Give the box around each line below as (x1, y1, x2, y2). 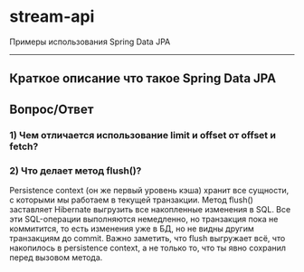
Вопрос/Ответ (9, 101, 94, 117)
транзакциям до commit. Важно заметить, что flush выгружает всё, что (9, 232, 286, 243)
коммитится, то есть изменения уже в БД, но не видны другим (9, 223, 255, 234)
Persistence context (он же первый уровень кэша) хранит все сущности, (9, 184, 290, 195)
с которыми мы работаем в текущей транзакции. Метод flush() (9, 194, 253, 205)
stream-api (9, 6, 95, 27)
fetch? (9, 140, 39, 153)
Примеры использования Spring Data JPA (9, 36, 171, 47)
